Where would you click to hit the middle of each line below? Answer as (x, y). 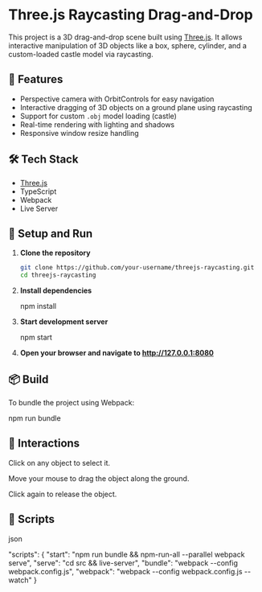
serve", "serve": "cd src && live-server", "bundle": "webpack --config (123, 563)
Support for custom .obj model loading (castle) (98, 116)
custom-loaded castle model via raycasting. (81, 54)
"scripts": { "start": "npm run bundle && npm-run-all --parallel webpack (127, 554)
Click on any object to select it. (59, 462)
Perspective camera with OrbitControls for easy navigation (117, 99)
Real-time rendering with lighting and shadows (97, 124)
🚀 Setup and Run (51, 234)
